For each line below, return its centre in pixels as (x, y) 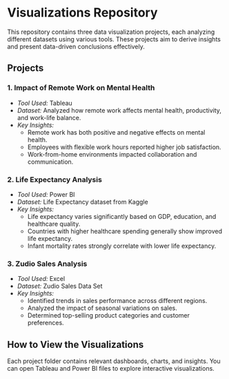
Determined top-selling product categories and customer (109, 315)
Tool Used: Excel (41, 279)
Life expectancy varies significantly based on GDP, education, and (122, 216)
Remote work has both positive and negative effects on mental (116, 132)
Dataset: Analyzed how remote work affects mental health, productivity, (119, 110)
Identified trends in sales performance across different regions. (117, 301)
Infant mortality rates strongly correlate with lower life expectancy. (122, 246)
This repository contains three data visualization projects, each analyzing (111, 32)
